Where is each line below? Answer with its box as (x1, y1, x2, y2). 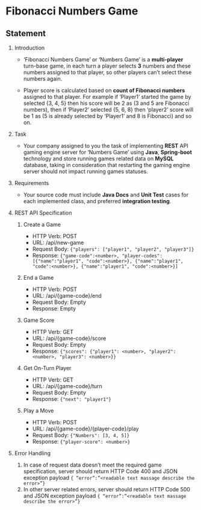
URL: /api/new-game (32, 239, 84, 246)
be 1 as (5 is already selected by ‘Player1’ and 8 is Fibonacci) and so (23, 113, 192, 119)
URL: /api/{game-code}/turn (32, 383, 103, 389)
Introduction (14, 44, 45, 51)
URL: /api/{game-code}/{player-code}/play (32, 425, 139, 432)
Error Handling (14, 450, 51, 456)
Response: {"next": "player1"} (32, 395, 112, 402)
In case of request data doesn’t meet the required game (23, 461, 162, 468)
